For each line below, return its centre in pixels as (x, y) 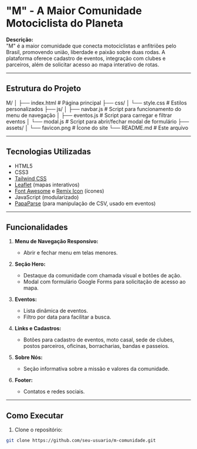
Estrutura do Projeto (44, 88)
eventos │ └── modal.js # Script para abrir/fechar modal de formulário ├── (98, 121)
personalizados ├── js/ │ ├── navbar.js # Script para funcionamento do (94, 109)
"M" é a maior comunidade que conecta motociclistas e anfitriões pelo (91, 46)
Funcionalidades (37, 227)
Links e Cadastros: (38, 329)
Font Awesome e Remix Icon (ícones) (59, 191)
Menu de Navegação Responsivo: (56, 242)
